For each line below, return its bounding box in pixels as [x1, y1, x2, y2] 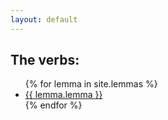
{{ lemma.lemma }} [24, 89, 103, 101]
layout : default [10, 14, 78, 25]
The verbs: [10, 52, 80, 69]
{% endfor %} [24, 99, 83, 111]
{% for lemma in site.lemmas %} [24, 78, 158, 90]
